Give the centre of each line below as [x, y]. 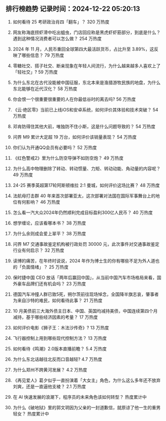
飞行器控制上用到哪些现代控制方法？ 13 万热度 [60, 338]
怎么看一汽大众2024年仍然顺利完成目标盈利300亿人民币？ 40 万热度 [83, 212]
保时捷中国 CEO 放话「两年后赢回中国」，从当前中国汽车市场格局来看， [85, 277]
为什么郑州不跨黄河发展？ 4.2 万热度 [50, 369]
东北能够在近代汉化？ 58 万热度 [45, 89]
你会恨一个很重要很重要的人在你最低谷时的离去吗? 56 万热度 [74, 99]
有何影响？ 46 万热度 [39, 202]
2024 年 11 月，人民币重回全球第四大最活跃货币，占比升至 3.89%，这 [83, 49]
